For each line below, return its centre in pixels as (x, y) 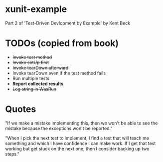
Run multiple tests (31, 78)
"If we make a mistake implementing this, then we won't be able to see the (81, 123)
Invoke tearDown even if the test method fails (59, 73)
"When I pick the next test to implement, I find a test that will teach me (77, 138)
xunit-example (36, 9)
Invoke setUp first (30, 62)
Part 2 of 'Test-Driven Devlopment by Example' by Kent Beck (68, 23)
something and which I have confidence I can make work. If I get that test (81, 143)
